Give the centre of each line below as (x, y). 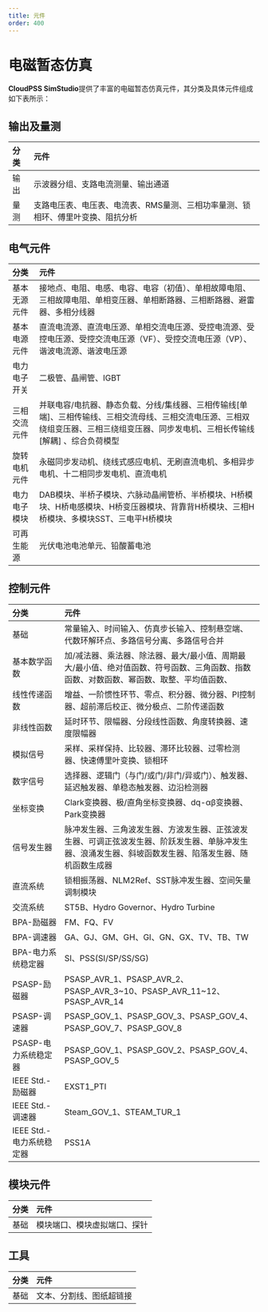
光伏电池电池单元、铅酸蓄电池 (95, 546)
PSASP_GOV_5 (92, 1060)
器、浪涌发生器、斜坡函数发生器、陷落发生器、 (152, 853)
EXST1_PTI (85, 1086)
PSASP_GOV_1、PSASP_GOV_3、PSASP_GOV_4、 (158, 1016)
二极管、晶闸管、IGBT (80, 378)
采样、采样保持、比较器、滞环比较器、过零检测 (152, 748)
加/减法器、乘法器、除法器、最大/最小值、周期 (151, 655)
